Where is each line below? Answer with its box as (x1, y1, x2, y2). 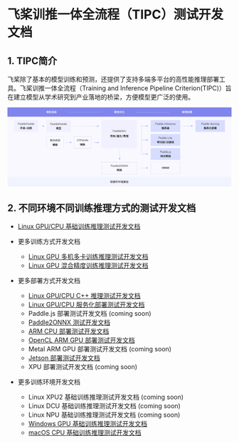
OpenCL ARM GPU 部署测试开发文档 (28, 336, 135, 345)
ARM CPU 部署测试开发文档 (28, 327, 110, 336)
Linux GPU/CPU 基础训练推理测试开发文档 (17, 222, 141, 231)
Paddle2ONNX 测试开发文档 (28, 318, 110, 327)
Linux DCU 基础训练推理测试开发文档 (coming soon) (28, 402, 181, 410)
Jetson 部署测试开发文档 (28, 353, 101, 363)
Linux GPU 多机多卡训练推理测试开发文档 (28, 252, 149, 261)
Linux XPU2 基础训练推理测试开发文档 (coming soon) (28, 393, 184, 402)
